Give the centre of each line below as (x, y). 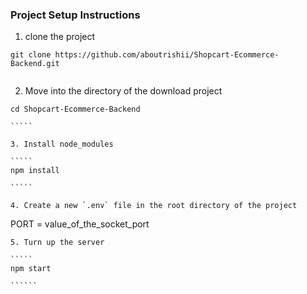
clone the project (60, 37)
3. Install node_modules (62, 144)
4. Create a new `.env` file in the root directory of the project (154, 206)
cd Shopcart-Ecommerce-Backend (75, 109)
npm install (35, 171)
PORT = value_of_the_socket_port (80, 224)
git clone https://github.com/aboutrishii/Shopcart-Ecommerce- (145, 55)
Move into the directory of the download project (123, 91)
